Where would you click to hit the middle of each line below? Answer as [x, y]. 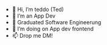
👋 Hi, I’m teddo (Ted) [38, 9]
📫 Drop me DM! [32, 36]
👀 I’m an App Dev [34, 16]
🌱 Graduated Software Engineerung [57, 22]
